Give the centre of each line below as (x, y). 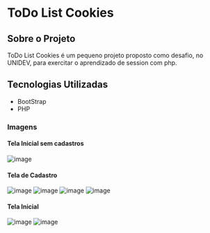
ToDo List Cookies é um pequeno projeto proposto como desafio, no (105, 55)
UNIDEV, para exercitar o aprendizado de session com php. (92, 63)
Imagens (22, 127)
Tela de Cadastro (32, 175)
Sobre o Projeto (41, 39)
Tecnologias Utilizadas (58, 85)
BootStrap (32, 101)
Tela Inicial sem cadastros (46, 144)
